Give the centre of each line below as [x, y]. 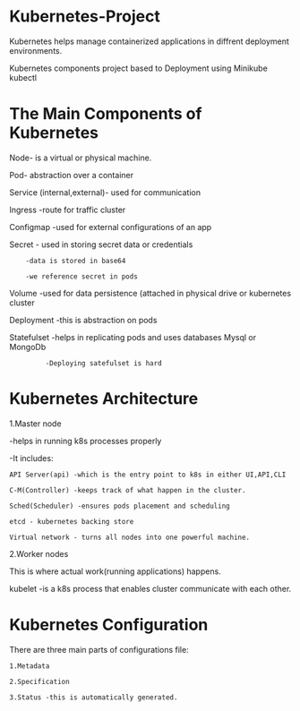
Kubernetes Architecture [104, 399]
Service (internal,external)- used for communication [105, 192]
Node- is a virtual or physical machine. [81, 158]
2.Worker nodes [39, 553]
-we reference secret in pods [82, 276]
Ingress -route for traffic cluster [68, 210]
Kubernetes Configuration [109, 625]
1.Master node [35, 424]
